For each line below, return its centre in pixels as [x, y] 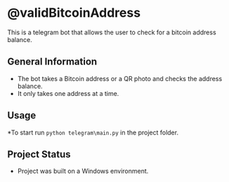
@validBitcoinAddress [74, 13]
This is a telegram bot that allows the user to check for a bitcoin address [112, 32]
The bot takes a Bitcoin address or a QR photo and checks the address [120, 78]
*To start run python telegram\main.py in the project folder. [93, 132]
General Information [52, 62]
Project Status [39, 154]
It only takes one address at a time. [68, 93]
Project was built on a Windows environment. [83, 171]
